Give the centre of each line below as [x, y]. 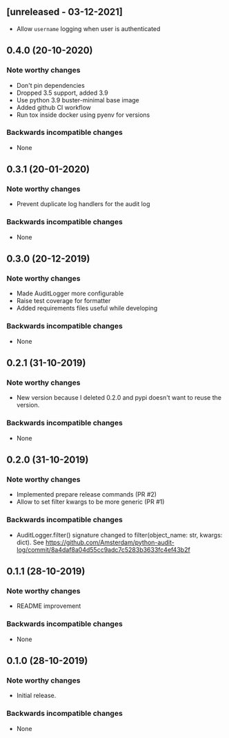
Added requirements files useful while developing [87, 308]
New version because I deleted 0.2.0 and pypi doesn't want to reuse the [119, 398]
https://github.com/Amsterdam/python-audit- [110, 542]
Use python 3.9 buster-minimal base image [78, 100]
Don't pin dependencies [51, 85]
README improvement [49, 606]
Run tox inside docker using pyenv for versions [83, 115]
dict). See [30, 542]
